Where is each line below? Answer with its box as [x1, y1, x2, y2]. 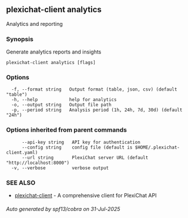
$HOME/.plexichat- [135, 144, 180, 150]
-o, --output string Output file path [11, 102, 112, 108]
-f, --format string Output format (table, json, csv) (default [11, 86, 177, 93]
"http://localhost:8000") [6, 160, 69, 166]
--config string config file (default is [21, 144, 133, 150]
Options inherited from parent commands [6, 126, 127, 134]
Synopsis [6, 35, 33, 43]
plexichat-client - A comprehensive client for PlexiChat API [14, 192, 157, 199]
